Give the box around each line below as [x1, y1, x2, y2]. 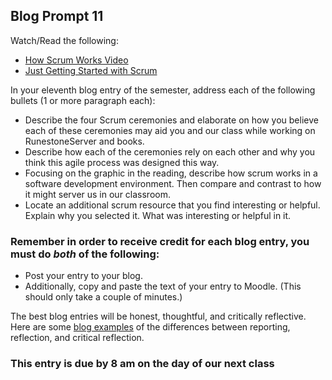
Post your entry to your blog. [24, 270, 143, 282]
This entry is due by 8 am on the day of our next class [10, 357, 275, 371]
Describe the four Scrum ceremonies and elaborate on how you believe [24, 114, 319, 126]
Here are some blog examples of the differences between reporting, [10, 321, 291, 333]
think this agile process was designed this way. [24, 156, 220, 168]
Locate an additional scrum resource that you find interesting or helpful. [24, 199, 321, 211]
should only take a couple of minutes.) [24, 291, 183, 303]
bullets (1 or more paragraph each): [10, 94, 156, 106]
